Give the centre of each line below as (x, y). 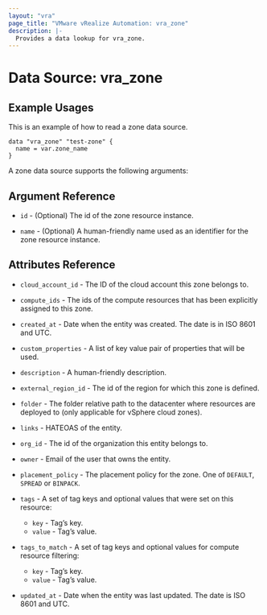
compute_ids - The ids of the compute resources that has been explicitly (139, 299)
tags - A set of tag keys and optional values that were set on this (127, 498)
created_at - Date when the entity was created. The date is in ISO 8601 (138, 324)
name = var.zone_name (52, 149)
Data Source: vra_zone (86, 78)
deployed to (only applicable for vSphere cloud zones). (111, 412)
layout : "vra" (32, 16)
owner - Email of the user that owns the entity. (95, 459)
